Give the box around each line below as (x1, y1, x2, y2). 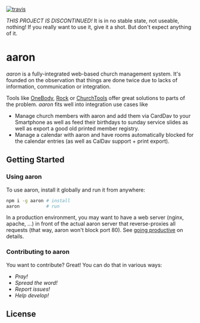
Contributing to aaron (6, 247, 70, 256)
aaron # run (6, 203, 60, 209)
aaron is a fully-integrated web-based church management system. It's (6, 70, 182, 77)
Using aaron (6, 173, 42, 181)
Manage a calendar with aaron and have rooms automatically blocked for (14, 131, 194, 138)
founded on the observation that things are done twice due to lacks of (6, 76, 178, 83)
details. (6, 233, 24, 240)
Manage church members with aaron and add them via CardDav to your (14, 112, 191, 119)
